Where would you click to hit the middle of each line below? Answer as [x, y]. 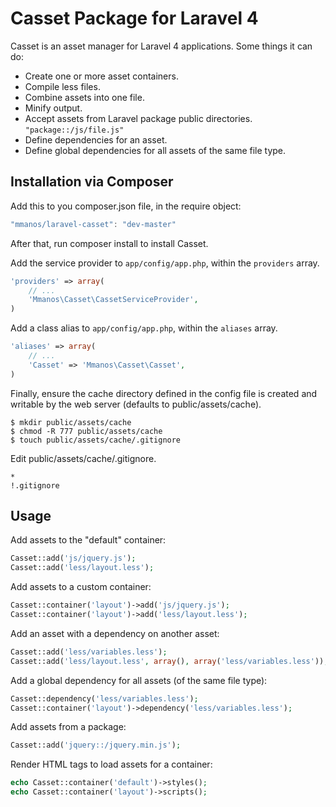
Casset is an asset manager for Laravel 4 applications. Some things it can [161, 46]
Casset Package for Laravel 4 [134, 18]
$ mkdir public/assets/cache [71, 422]
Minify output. [53, 108]
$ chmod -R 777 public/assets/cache [86, 431]
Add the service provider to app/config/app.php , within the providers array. [165, 263]
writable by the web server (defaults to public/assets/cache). [136, 404]
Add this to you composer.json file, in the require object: [126, 206]
